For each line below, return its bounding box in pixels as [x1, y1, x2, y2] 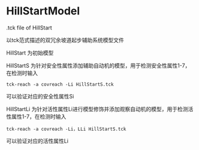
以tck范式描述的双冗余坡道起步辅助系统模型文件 [6, 36, 125, 43]
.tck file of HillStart [6, 24, 52, 31]
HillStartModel [6, 4, 80, 18]
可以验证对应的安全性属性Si [6, 92, 74, 100]
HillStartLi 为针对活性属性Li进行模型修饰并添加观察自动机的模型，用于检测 [6, 105, 188, 112]
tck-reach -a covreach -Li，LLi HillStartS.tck [6, 126, 126, 132]
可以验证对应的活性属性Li [6, 137, 69, 145]
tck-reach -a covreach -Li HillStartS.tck [6, 81, 114, 88]
